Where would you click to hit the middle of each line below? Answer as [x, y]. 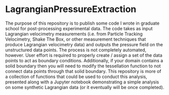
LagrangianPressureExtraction [71, 9]
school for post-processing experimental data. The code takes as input [79, 28]
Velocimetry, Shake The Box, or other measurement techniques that [76, 39]
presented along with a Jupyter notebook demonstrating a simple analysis [82, 82]
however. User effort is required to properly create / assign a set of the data [84, 55]
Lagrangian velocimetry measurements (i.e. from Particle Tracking [74, 34]
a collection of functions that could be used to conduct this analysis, [76, 76]
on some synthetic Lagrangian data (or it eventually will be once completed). [85, 87]
